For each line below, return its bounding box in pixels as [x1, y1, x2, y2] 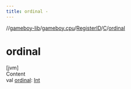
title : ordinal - [6, 8, 49, 15]
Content [6, 70, 26, 77]
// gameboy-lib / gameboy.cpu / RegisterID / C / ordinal [6, 24, 126, 31]
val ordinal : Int [6, 76, 40, 83]
